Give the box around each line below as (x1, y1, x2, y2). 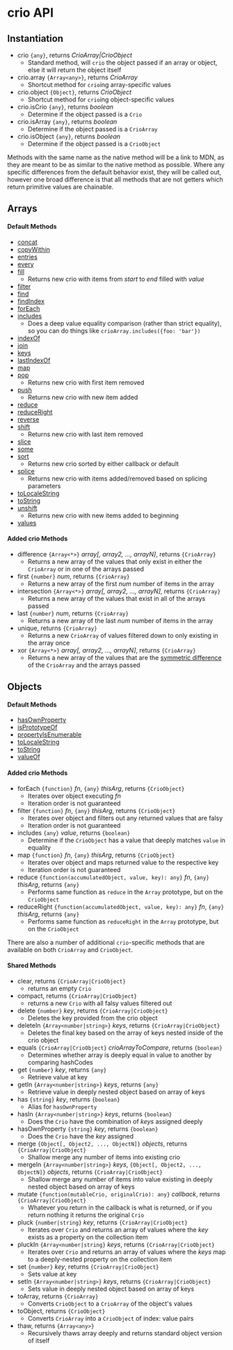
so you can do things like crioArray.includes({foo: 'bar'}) (27, 326, 201, 335)
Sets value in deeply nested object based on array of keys (27, 1285, 195, 1293)
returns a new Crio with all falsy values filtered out (27, 999, 172, 1007)
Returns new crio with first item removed (27, 378, 145, 387)
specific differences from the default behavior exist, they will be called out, (7, 168, 222, 176)
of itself (27, 1336, 50, 1344)
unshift (17, 504, 38, 512)
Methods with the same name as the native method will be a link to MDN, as (7, 153, 225, 161)
